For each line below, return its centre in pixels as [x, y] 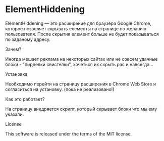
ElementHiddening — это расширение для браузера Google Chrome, [78, 23]
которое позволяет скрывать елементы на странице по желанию [76, 28]
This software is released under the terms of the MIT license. [69, 134]
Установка [16, 74]
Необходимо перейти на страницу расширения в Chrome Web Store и [81, 84]
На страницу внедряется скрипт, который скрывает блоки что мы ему [81, 109]
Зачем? [13, 49]
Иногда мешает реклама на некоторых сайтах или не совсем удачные [81, 59]
